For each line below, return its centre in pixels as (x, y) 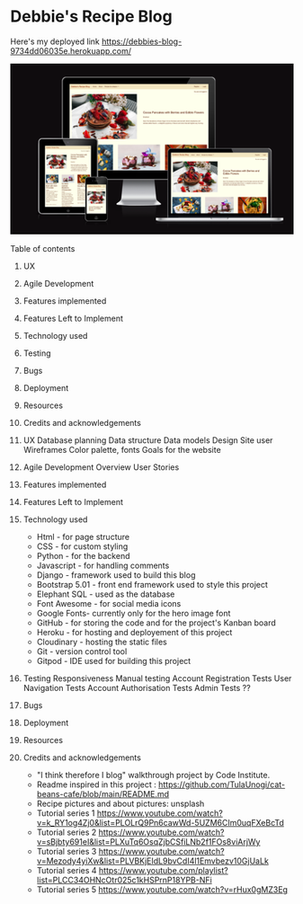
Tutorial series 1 (66, 813)
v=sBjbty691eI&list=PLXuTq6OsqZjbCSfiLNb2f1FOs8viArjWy (148, 842)
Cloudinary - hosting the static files (102, 642)
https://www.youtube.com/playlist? (163, 871)
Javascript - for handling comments (103, 566)
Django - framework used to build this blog (116, 575)
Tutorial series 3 (67, 852)
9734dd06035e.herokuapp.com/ (71, 50)
